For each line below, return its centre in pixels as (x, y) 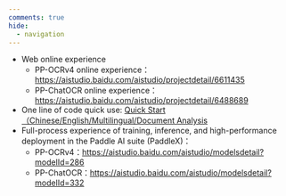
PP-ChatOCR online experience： (96, 91)
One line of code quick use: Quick (83, 110)
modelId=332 (59, 183)
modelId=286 (59, 162)
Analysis (192, 120)
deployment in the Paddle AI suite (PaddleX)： (106, 141)
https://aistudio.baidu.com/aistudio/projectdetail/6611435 (140, 80)
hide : (18, 26)
